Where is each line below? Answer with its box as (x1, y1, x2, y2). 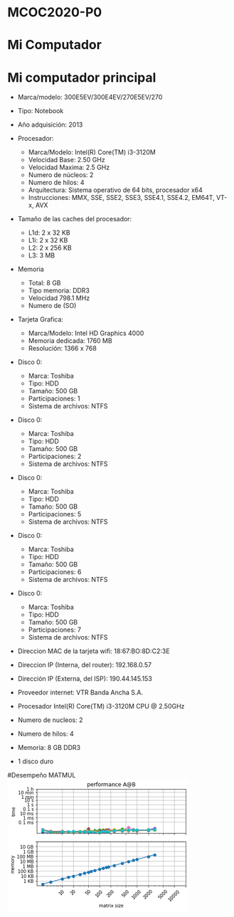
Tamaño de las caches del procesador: (17, 215, 132, 223)
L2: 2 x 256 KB (28, 243, 73, 253)
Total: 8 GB (28, 279, 62, 287)
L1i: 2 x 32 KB (28, 236, 68, 245)
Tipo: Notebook (17, 107, 64, 115)
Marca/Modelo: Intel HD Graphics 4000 (28, 329, 144, 338)
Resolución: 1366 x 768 (28, 344, 97, 353)
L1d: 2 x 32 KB (28, 228, 70, 237)
